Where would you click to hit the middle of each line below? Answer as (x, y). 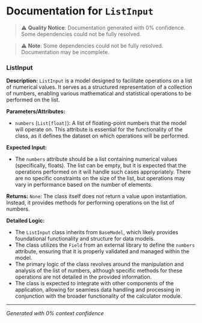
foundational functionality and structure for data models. (85, 239)
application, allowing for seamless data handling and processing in (97, 290)
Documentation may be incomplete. (65, 52)
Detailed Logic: (26, 221)
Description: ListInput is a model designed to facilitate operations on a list (99, 81)
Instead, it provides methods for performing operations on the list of (90, 203)
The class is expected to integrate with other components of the (94, 283)
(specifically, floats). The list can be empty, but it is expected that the (100, 166)
